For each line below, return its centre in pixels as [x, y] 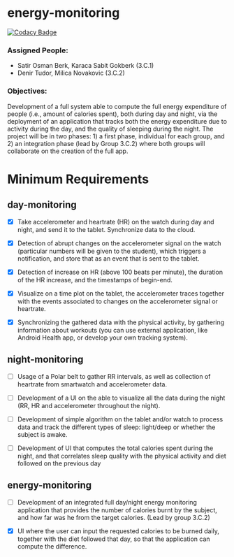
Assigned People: [38, 50]
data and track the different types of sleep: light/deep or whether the [116, 427]
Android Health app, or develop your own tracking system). [103, 338]
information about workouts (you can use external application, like [112, 330]
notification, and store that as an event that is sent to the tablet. [108, 258]
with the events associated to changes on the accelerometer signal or [118, 301]
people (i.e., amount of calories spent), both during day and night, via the [112, 114]
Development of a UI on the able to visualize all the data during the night [121, 398]
